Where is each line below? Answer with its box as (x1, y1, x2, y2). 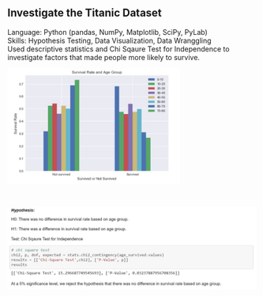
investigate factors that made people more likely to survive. (7, 52, 201, 62)
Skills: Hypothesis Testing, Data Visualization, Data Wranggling (7, 36, 212, 45)
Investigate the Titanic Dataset (7, 6, 163, 20)
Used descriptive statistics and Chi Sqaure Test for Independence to (7, 44, 230, 54)
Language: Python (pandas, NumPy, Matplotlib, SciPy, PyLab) (7, 27, 209, 36)
